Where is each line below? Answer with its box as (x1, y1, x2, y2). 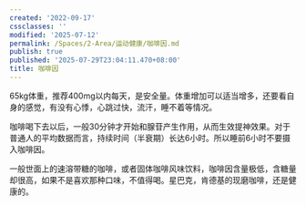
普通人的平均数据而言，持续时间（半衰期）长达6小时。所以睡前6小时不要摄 (9, 132, 291, 143)
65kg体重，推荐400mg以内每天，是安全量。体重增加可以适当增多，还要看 (9, 90, 287, 101)
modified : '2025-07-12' (9, 30, 100, 39)
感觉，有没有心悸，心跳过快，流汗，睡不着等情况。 (25, 101, 217, 112)
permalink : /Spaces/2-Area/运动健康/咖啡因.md (9, 38, 180, 48)
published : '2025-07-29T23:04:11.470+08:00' (9, 56, 181, 65)
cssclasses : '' (9, 22, 67, 31)
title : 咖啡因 (9, 65, 59, 74)
